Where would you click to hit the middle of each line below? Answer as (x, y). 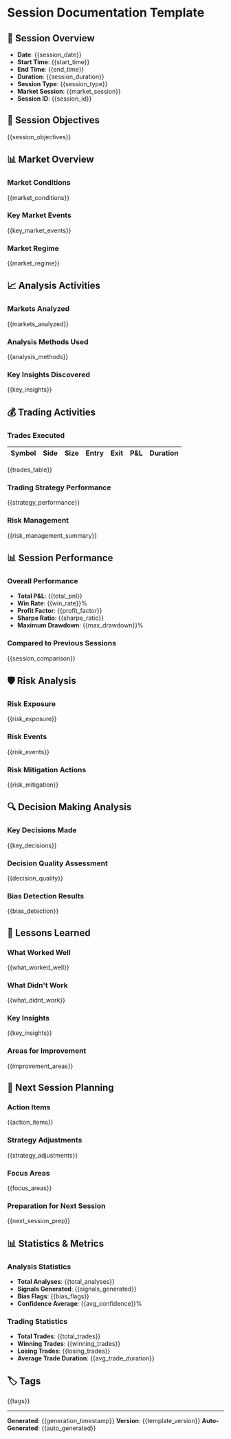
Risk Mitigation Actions (47, 769)
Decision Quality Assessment (57, 863)
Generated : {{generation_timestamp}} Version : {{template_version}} (104, 1421)
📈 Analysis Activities (54, 286)
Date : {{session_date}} (49, 54)
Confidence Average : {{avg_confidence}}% (79, 1304)
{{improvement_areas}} (40, 1066)
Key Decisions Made (42, 830)
